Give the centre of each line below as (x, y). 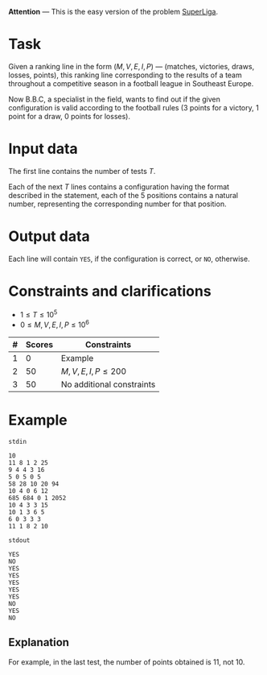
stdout (19, 540)
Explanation (39, 642)
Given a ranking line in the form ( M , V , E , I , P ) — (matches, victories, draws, (131, 66)
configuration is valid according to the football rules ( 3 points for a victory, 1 (133, 107)
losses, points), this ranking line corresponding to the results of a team (125, 75)
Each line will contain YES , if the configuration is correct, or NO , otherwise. (129, 259)
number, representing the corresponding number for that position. (117, 204)
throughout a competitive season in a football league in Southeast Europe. (131, 83)
